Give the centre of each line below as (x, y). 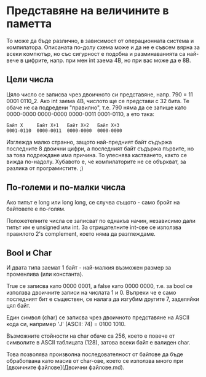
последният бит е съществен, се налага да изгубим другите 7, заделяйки (103, 299)
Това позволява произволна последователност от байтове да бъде (95, 354)
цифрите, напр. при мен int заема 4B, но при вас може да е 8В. (108, 60)
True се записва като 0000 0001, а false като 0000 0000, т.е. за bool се (99, 286)
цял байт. (18, 306)
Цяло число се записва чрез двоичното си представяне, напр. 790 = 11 (100, 94)
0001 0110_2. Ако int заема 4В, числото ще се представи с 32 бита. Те (98, 101)
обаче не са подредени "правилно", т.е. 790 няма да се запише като (97, 107)
